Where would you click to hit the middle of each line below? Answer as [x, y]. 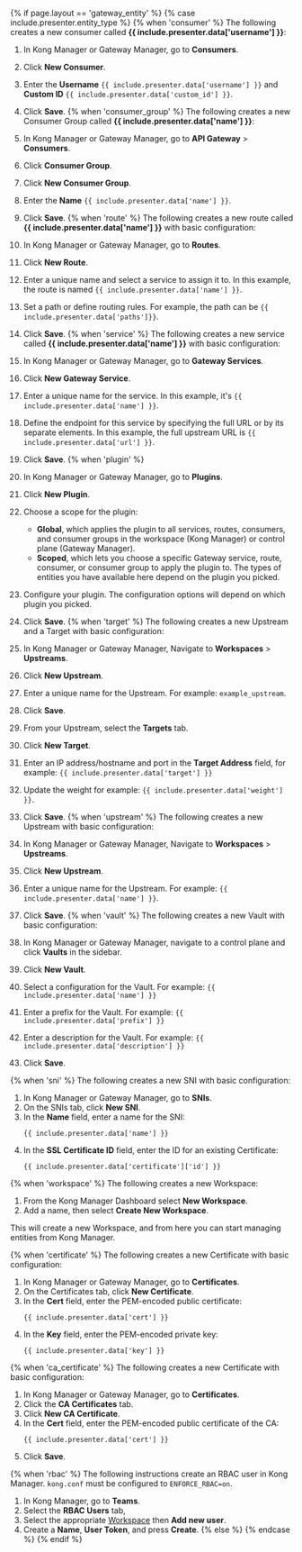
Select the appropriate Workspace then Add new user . [124, 1520]
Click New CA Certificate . [71, 1414]
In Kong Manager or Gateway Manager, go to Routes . [122, 245]
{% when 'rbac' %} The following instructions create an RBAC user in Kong [149, 1474]
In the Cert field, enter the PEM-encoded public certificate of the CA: [151, 1423]
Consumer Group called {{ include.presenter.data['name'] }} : [139, 121]
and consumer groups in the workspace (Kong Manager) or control [161, 539]
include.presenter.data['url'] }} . [89, 442]
